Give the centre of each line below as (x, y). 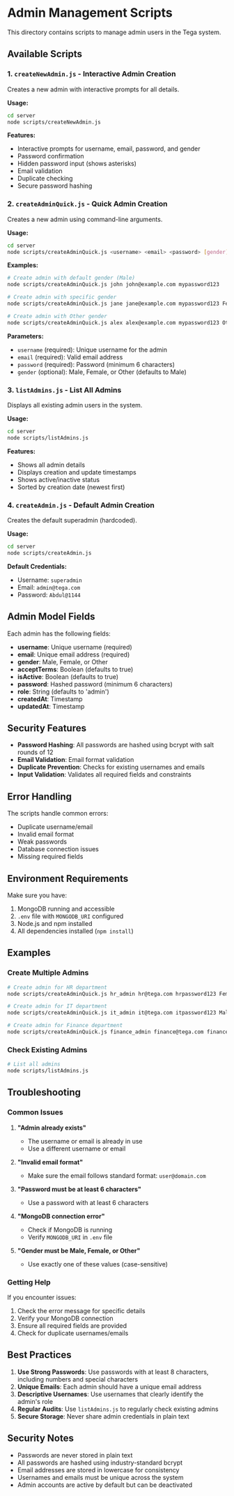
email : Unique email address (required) (73, 654)
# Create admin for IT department (57, 1006)
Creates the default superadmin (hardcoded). (72, 521)
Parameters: (25, 336)
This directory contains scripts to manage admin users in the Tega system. (114, 32)
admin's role (35, 1401)
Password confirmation (51, 156)
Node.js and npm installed (55, 924)
